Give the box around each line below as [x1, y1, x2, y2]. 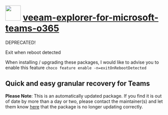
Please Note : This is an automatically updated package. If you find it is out [5, 93, 162, 99]
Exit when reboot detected [5, 49, 61, 55]
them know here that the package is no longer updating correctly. [5, 103, 143, 109]
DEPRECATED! [5, 39, 36, 45]
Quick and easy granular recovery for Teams [5, 79, 150, 88]
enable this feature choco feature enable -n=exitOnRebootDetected [5, 64, 147, 71]
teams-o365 [5, 23, 60, 34]
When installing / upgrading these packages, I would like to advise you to [5, 59, 159, 65]
